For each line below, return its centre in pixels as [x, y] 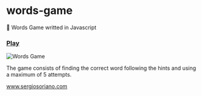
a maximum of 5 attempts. [39, 75]
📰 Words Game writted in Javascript [51, 27]
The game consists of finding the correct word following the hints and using [101, 68]
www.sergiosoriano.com [37, 86]
